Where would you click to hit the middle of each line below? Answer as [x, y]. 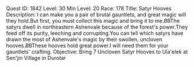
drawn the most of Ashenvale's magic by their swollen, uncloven [84, 39]
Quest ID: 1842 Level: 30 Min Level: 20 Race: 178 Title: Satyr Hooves [89, 8]
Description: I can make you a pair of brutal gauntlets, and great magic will [96, 15]
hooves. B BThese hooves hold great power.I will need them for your [87, 45]
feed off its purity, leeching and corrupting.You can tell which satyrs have [95, 33]
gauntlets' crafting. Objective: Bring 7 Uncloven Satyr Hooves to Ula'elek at [97, 52]
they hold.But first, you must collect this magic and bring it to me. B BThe [93, 21]
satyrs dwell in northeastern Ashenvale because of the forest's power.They [97, 27]
